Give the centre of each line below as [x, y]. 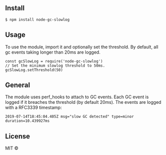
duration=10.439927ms [28, 121]
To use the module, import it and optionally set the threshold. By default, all [82, 47]
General [18, 85]
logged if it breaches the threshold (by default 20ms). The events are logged [83, 102]
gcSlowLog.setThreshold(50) [34, 70]
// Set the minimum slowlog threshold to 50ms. [55, 66]
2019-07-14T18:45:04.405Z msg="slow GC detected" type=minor [70, 117]
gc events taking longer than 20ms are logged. [53, 52]
